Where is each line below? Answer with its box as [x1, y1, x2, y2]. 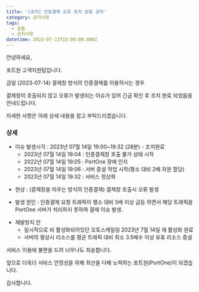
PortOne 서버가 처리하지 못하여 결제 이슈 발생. [14, 206, 124, 213]
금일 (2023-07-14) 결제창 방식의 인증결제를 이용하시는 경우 [6, 79, 145, 86]
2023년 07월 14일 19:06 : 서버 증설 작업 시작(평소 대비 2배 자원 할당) [23, 166, 185, 173]
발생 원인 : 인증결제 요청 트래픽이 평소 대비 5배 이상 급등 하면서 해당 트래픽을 [14, 199, 193, 206]
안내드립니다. [6, 99, 37, 107]
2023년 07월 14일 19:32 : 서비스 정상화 [23, 173, 116, 180]
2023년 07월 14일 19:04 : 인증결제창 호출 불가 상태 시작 [23, 151, 154, 158]
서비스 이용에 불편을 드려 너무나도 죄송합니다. [6, 247, 112, 254]
